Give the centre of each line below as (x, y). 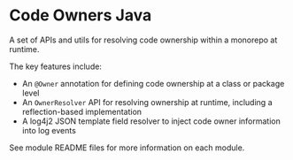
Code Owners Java (81, 15)
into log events (49, 130)
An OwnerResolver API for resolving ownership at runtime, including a (147, 102)
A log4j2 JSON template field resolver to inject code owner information (151, 121)
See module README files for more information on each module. (127, 148)
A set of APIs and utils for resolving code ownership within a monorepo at (143, 40)
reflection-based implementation (82, 111)
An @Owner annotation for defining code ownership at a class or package (153, 83)
